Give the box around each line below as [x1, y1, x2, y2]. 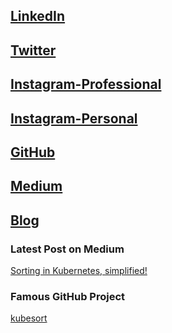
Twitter [10, 42, 57, 59]
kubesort [10, 312, 48, 324]
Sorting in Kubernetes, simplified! [10, 265, 148, 277]
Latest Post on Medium [10, 242, 125, 256]
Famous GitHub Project [10, 289, 126, 303]
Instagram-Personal [10, 110, 138, 127]
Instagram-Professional [10, 76, 162, 93]
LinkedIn [10, 8, 66, 25]
